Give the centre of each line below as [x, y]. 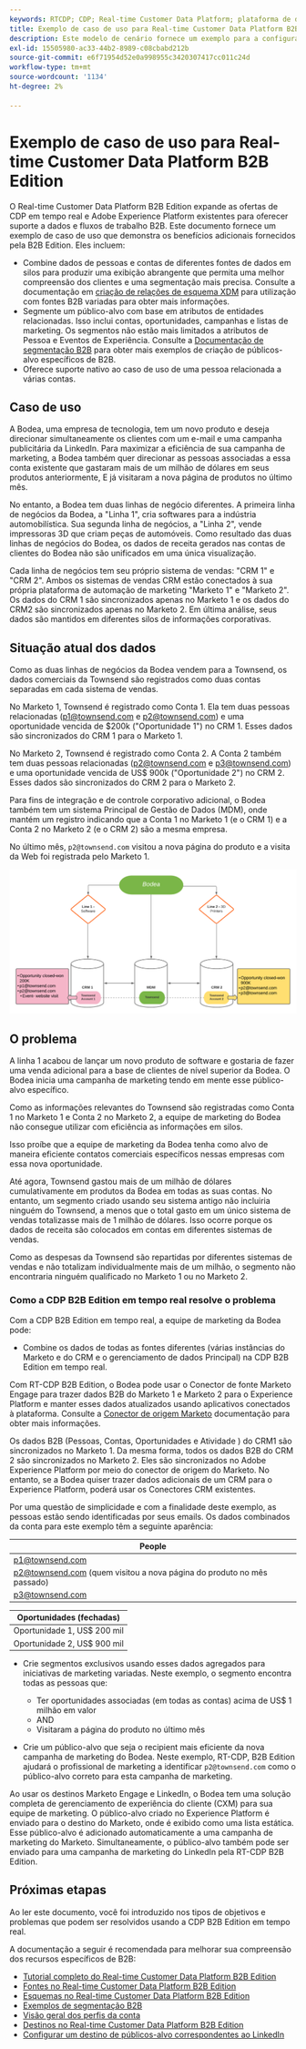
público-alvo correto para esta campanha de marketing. [127, 1777]
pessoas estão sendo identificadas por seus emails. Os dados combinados [150, 1516]
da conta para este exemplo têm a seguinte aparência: [112, 1526]
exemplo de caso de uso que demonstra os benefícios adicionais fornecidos [153, 235]
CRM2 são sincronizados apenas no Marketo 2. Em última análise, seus [143, 609]
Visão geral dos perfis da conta [82, 2015]
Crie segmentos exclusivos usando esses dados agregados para [144, 1664]
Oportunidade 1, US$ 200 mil [69, 1631]
